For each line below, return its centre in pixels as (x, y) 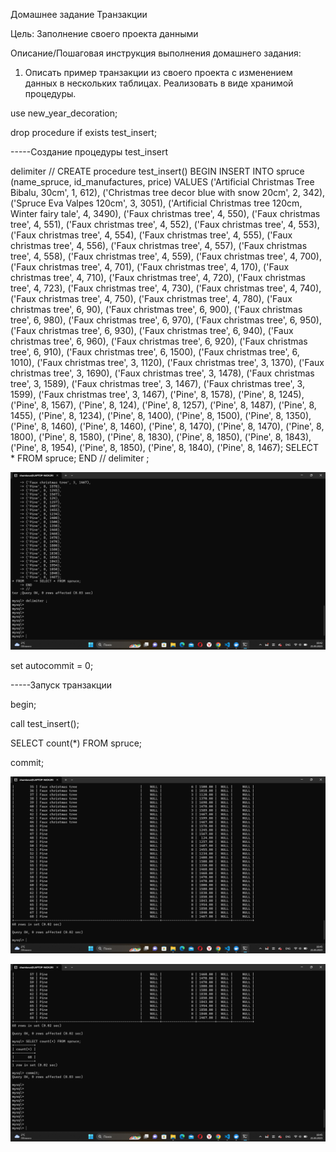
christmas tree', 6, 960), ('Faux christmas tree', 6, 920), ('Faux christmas (159, 341)
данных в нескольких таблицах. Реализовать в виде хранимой (159, 83)
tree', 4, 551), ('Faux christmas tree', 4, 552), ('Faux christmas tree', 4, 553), (165, 224)
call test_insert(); (45, 723)
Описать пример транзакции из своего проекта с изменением (158, 72)
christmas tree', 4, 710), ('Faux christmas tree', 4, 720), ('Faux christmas (158, 277)
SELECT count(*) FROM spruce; (76, 743)
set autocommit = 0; (52, 665)
